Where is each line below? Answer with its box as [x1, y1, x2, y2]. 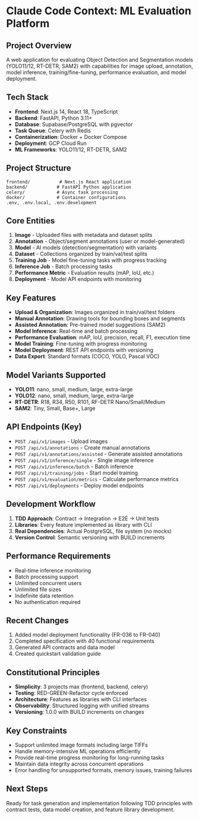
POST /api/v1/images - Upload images [14, 438, 108, 445]
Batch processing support [14, 573, 78, 580]
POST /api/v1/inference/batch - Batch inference [14, 463, 134, 470]
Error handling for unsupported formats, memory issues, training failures [14, 766, 192, 773]
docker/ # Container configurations [6, 194, 127, 200]
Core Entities [6, 216, 55, 226]
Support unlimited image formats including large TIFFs [14, 741, 149, 748]
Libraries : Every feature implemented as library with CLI [14, 521, 153, 528]
